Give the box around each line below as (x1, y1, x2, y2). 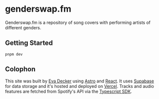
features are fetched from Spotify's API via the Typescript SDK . (5, 88, 132, 94)
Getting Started (5, 39, 53, 47)
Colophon (5, 65, 36, 74)
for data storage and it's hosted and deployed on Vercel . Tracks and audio (5, 83, 155, 89)
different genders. (5, 24, 41, 30)
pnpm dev (5, 52, 23, 57)
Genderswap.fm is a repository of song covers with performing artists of (5, 20, 151, 25)
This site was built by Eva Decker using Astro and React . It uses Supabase (5, 78, 155, 84)
